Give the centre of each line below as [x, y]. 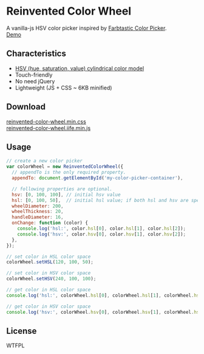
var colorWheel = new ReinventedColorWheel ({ [65, 167]
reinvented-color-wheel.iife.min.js [49, 128]
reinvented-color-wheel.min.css [46, 121]
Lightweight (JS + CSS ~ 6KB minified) [63, 88]
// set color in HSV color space [49, 273]
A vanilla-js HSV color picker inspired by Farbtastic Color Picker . [87, 28]
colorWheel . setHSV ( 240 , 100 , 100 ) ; [51, 279]
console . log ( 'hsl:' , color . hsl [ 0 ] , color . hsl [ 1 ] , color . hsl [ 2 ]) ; [102, 229]
